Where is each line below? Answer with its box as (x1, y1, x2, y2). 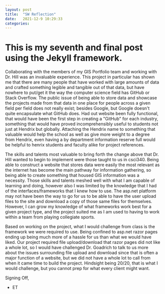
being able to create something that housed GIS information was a (5, 173, 139, 178)
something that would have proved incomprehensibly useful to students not (5, 121, 159, 127)
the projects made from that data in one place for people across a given (5, 100, 151, 106)
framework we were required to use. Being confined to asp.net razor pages (5, 229, 158, 235)
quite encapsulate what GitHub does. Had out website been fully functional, (5, 111, 159, 117)
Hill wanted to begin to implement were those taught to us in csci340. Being (5, 157, 159, 163)
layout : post (5, 7, 32, 12)
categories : (5, 21, 30, 26)
